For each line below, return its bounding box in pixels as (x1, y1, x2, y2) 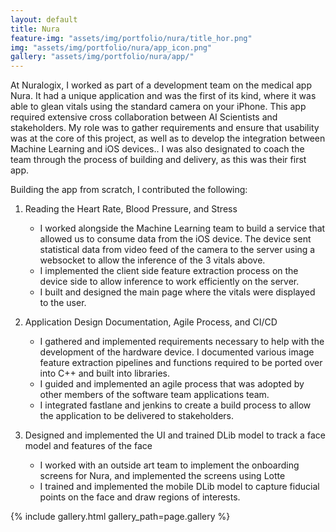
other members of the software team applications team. (39, 389, 270, 401)
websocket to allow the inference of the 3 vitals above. (39, 254, 266, 266)
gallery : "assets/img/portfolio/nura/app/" (10, 52, 195, 62)
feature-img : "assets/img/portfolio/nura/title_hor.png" (10, 33, 253, 43)
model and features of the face (24, 440, 153, 452)
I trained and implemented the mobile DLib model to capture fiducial (39, 481, 320, 493)
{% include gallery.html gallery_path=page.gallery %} (10, 511, 231, 523)
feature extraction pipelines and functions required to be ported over (39, 357, 323, 369)
